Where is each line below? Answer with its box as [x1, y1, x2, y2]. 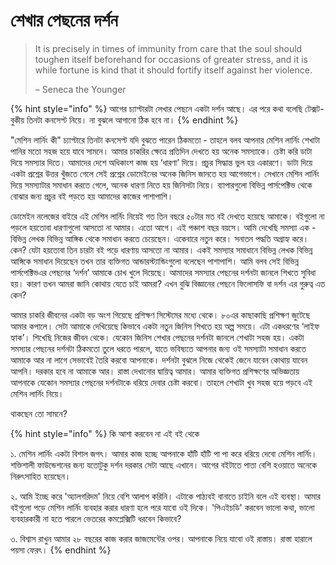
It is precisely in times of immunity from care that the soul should [34, 42, 303, 54]
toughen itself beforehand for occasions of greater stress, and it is [34, 53, 308, 65]
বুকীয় [10, 114, 25, 126]
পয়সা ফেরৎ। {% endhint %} [10, 544, 112, 556]
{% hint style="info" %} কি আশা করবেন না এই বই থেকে [10, 427, 200, 439]
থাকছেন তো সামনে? [10, 407, 68, 419]
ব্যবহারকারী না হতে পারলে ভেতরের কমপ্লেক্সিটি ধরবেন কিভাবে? [10, 512, 182, 524]
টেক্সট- [304, 102, 325, 114]
